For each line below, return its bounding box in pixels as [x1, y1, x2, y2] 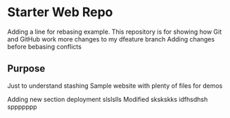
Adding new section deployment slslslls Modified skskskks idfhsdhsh [7, 95, 208, 103]
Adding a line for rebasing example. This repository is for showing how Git [7, 27, 222, 36]
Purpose [7, 63, 46, 74]
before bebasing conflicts [7, 42, 82, 51]
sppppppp [7, 103, 37, 111]
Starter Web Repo [7, 4, 113, 20]
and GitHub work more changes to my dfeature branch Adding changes [7, 34, 215, 43]
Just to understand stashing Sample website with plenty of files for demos [7, 81, 223, 90]
